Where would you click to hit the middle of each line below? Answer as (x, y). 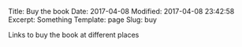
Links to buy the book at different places (74, 35)
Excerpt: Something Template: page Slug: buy (83, 20)
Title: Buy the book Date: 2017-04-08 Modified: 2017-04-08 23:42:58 (121, 11)
